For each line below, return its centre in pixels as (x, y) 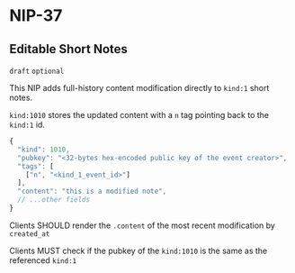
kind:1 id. (27, 124)
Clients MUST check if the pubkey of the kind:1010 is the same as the (139, 250)
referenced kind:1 (43, 260)
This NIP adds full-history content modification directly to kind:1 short (139, 88)
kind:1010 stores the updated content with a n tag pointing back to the (139, 115)
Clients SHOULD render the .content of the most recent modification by (143, 225)
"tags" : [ (36, 166)
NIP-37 (36, 16)
